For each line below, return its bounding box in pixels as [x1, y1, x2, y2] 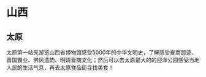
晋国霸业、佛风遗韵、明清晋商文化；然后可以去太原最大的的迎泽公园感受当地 [6, 56, 200, 64]
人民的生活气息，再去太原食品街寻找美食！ [6, 64, 114, 71]
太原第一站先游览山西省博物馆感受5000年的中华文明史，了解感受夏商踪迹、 [6, 49, 197, 56]
